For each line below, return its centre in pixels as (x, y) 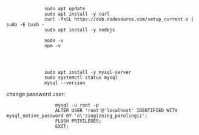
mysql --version (65, 83)
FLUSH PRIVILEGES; (78, 121)
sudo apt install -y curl (77, 14)
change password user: (36, 94)
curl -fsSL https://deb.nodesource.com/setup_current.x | (119, 19)
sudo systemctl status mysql (81, 77)
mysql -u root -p (77, 105)
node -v (54, 41)
